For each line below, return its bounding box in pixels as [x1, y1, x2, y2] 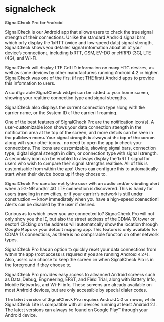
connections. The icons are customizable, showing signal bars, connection [5, 145, 156, 151]
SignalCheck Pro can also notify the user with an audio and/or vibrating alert [5, 180, 159, 186]
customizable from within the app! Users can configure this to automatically [5, 165, 158, 172]
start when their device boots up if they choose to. [5, 171, 107, 177]
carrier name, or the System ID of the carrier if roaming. [5, 109, 117, 115]
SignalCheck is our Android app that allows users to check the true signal [5, 29, 153, 35]
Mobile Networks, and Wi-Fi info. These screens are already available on [5, 281, 152, 287]
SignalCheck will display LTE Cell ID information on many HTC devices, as [5, 65, 154, 70]
